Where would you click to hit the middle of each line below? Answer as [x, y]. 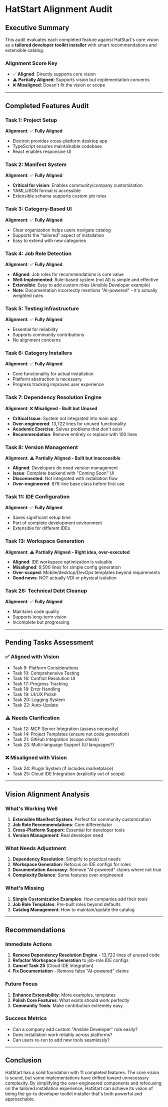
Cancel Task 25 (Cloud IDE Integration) [53, 965]
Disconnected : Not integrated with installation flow [65, 478]
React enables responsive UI [42, 151]
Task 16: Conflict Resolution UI [44, 678]
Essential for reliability [35, 329]
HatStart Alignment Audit [59, 9]
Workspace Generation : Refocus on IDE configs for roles [71, 864]
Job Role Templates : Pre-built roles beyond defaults [66, 904]
